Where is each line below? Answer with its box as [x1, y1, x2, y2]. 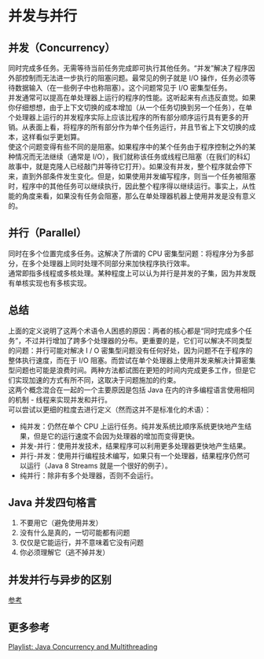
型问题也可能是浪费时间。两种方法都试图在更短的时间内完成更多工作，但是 [8, 365, 249, 375]
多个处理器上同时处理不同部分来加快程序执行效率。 [28, 258, 194, 268]
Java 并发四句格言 [8, 496, 97, 509]
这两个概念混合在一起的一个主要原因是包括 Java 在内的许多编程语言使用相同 [8, 385, 255, 394]
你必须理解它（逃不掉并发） [19, 548, 110, 557]
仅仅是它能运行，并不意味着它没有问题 [19, 538, 144, 547]
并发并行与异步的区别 [8, 572, 112, 587]
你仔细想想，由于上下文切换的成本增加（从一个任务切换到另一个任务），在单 [8, 103, 253, 112]
